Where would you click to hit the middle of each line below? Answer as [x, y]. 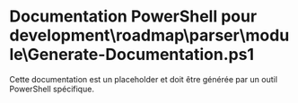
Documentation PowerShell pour [133, 17]
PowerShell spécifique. [52, 89]
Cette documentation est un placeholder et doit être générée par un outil [144, 79]
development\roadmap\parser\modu [149, 35]
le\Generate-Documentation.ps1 [131, 55]
